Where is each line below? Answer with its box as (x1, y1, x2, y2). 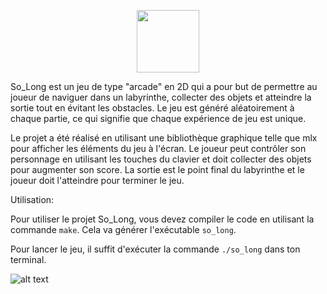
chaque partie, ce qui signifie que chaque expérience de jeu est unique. (10, 113, 307, 124)
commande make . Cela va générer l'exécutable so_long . (10, 224, 237, 235)
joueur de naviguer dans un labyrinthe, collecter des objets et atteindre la (10, 91, 312, 103)
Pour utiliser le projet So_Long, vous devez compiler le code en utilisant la (10, 213, 315, 225)
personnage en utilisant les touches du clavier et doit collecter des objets (10, 153, 312, 165)
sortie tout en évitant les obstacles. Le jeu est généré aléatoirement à (10, 102, 295, 114)
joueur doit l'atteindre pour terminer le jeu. (10, 175, 185, 186)
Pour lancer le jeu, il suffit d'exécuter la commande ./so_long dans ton (10, 243, 301, 255)
